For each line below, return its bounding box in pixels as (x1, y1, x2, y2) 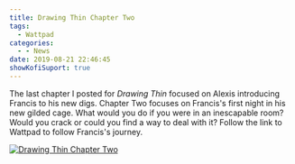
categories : (9, 38, 54, 48)
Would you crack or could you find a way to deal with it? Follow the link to (9, 116, 282, 127)
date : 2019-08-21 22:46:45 (9, 55, 111, 64)
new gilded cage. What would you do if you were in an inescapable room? (9, 107, 284, 118)
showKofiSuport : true (9, 64, 91, 73)
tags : (9, 22, 30, 31)
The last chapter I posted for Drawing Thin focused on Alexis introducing (9, 87, 281, 99)
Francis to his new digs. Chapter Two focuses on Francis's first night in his (9, 97, 286, 108)
